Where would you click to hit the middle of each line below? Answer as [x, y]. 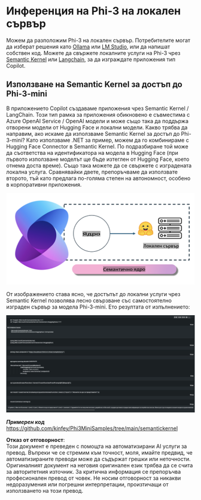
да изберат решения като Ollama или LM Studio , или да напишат [88, 47]
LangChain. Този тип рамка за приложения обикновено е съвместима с [98, 114]
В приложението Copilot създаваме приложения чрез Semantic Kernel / [98, 108]
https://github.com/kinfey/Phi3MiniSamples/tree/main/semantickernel [92, 428]
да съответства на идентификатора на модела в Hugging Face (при [92, 153]
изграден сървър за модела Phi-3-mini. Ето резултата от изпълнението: [98, 307]
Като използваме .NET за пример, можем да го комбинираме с [108, 140]
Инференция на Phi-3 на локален [94, 11]
